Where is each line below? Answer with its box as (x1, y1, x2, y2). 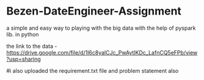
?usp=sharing (6, 55, 41, 62)
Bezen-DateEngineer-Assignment (6, 4, 182, 18)
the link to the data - (6, 42, 57, 50)
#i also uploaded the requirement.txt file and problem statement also (6, 67, 179, 74)
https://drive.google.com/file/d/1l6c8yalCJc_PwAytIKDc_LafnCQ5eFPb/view (6, 48, 198, 56)
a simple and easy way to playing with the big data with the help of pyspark (6, 24, 196, 32)
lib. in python (6, 30, 39, 38)
